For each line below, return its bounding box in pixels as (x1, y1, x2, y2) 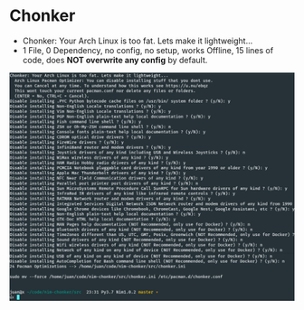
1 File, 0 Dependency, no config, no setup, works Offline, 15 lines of (22, 44, 274, 55)
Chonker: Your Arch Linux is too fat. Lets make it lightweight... (22, 35, 253, 46)
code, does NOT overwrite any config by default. (22, 54, 208, 65)
